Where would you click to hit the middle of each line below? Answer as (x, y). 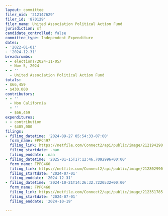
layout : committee (24, 10)
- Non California (28, 103)
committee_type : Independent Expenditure (49, 38)
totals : (13, 80)
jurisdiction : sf (23, 29)
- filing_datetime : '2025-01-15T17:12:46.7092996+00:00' (66, 159)
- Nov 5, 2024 (24, 66)
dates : (12, 43)
